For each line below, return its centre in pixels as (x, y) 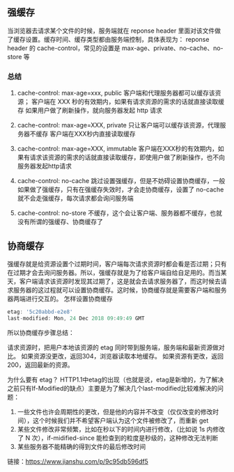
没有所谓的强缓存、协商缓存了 (60, 222)
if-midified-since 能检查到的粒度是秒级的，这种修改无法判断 (133, 438)
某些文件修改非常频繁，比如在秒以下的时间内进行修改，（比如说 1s (111, 429)
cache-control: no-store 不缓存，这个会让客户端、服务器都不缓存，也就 (120, 213)
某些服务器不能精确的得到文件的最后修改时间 (81, 446)
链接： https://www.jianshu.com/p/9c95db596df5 (78, 461)
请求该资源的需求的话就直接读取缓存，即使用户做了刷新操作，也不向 (127, 157)
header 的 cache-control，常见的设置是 (64, 48)
